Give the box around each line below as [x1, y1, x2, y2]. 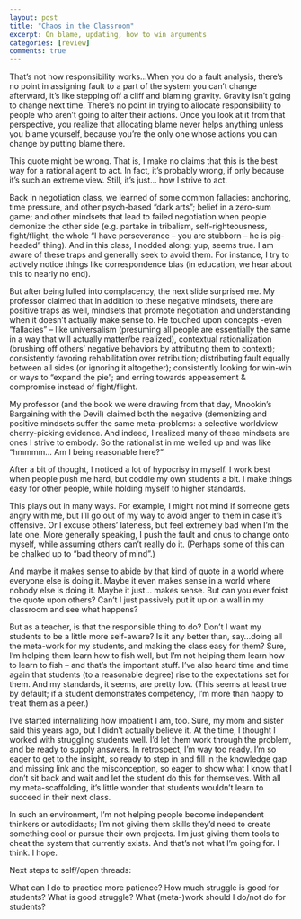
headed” [9, 240, 41, 251]
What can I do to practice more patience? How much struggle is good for [9, 882, 279, 893]
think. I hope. [9, 847, 58, 859]
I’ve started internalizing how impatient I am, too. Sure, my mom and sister [9, 716, 285, 727]
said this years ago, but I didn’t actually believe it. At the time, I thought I [9, 725, 276, 736]
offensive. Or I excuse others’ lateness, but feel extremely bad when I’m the [9, 520, 289, 531]
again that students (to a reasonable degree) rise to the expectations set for [9, 669, 289, 680]
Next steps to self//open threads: [9, 865, 132, 876]
